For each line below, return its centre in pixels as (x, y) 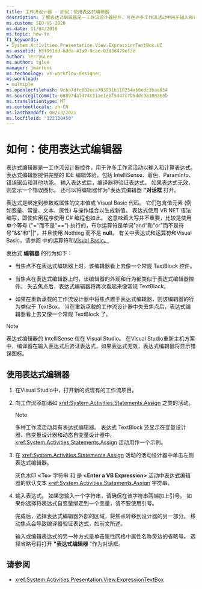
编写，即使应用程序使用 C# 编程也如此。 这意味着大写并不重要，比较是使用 (99, 218)
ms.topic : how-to (28, 34)
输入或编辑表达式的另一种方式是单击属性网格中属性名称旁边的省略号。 (102, 536)
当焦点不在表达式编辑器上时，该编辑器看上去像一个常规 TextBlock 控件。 (105, 266)
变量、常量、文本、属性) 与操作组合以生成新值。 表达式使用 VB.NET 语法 (101, 211)
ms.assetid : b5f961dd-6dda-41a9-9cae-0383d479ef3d (71, 51)
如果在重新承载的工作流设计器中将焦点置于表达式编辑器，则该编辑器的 (102, 299)
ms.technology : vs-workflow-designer (54, 73)
